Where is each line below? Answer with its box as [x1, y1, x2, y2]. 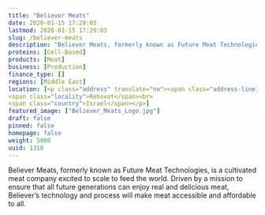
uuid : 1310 [8, 144, 44, 152]
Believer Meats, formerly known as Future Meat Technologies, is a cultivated [8, 165, 257, 175]
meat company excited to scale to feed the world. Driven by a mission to [8, 174, 243, 183]
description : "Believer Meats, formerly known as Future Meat [8, 41, 217, 49]
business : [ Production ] [8, 63, 87, 71]
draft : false [8, 115, 51, 123]
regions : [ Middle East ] [8, 77, 87, 85]
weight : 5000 [8, 136, 51, 145]
